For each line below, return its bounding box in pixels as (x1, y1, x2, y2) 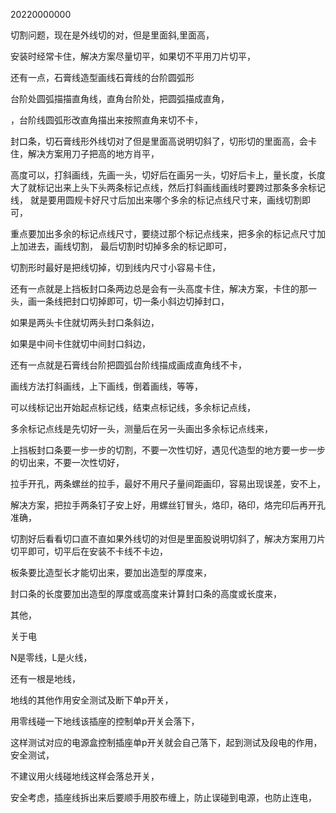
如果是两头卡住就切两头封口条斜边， (10, 317, 160, 328)
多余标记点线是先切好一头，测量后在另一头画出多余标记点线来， (10, 423, 273, 434)
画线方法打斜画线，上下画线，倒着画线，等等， (10, 380, 203, 392)
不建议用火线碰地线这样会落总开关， (10, 770, 160, 782)
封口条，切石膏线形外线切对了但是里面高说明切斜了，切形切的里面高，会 (10, 135, 308, 147)
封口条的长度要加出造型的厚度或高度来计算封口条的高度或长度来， (10, 588, 282, 599)
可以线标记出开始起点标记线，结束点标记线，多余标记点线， (10, 402, 256, 413)
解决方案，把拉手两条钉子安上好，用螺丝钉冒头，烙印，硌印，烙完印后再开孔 (10, 499, 326, 511)
